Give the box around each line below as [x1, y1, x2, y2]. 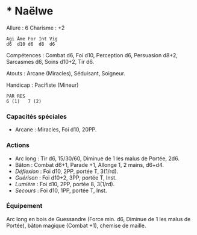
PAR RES [6, 93, 26, 99]
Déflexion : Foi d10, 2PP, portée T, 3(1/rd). [14, 168, 119, 175]
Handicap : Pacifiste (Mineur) [6, 81, 79, 89]
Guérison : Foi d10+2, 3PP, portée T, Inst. [14, 174, 117, 181]
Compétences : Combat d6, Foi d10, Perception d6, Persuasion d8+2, [6, 51, 178, 58]
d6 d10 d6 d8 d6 [6, 41, 55, 47]
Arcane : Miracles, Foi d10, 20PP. [14, 126, 97, 133]
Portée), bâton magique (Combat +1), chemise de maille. [6, 222, 146, 229]
